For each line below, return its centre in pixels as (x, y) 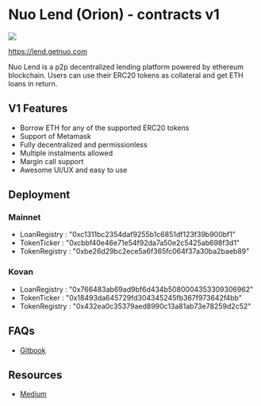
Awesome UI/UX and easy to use (73, 170)
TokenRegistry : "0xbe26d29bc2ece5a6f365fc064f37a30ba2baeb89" (134, 251)
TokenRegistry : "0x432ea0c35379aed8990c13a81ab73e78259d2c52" (135, 306)
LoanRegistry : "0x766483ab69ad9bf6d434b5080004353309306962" (136, 289)
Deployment (39, 195)
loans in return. (33, 83)
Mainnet (25, 217)
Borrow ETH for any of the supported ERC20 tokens (104, 128)
